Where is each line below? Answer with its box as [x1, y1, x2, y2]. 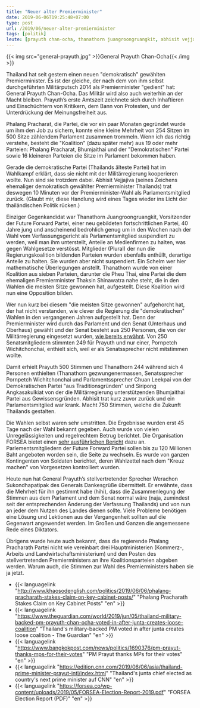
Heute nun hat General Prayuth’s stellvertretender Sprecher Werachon [6, 475, 179, 482]
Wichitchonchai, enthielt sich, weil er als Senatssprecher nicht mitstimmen [6, 346, 189, 352]
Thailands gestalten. [6, 408, 57, 415]
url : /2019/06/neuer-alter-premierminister [6, 25, 116, 32]
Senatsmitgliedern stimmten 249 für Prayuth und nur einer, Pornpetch [6, 339, 177, 346]
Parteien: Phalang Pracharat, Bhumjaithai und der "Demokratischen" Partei [6, 146, 189, 153]
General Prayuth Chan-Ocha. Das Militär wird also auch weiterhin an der [6, 90, 183, 97]
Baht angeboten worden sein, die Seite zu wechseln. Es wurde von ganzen [6, 451, 189, 458]
